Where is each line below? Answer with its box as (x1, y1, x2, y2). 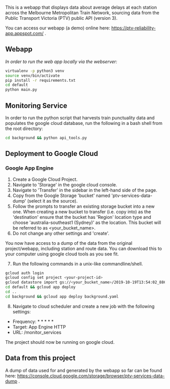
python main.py (5, 87, 37, 92)
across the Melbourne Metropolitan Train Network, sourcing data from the (5, 10, 159, 16)
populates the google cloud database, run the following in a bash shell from (5, 120, 163, 126)
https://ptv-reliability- (111, 25, 156, 31)
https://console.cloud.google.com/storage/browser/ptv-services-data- (17, 373, 165, 379)
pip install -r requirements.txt (5, 78, 76, 83)
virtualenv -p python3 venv (5, 68, 65, 73)
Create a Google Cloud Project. (12, 176, 78, 182)
